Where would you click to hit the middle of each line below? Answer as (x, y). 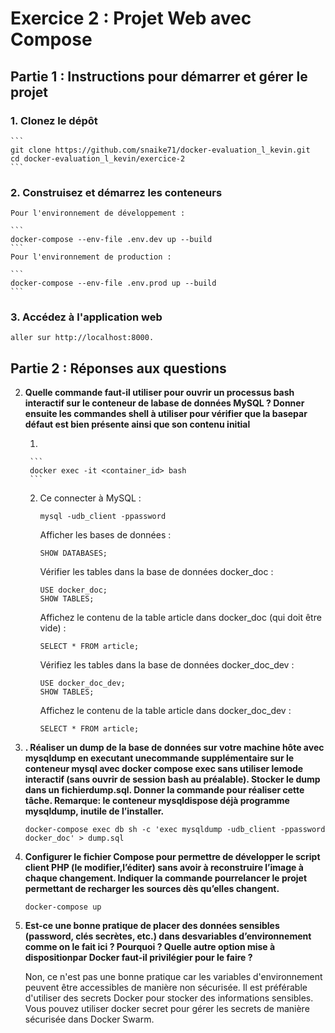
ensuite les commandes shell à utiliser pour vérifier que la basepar (166, 414)
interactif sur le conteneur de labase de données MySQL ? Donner (164, 403)
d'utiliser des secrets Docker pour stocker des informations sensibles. (169, 998)
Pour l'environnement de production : (91, 257)
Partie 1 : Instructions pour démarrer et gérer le (159, 76)
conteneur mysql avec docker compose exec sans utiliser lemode (164, 769)
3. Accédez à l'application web (86, 317)
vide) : (53, 628)
